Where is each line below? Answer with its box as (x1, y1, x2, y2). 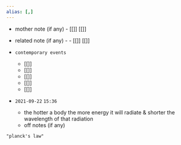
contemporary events (14, 49, 67, 56)
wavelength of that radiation (23, 115, 94, 122)
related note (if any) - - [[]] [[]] (14, 37, 90, 44)
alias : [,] (6, 8, 34, 15)
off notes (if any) (23, 121, 65, 129)
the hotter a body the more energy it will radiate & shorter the (23, 108, 175, 116)
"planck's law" (6, 133, 44, 139)
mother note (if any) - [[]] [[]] (14, 25, 87, 32)
